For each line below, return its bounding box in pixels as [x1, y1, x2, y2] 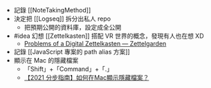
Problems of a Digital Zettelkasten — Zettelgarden [24, 40, 167, 47]
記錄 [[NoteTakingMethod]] [13, 6, 91, 14]
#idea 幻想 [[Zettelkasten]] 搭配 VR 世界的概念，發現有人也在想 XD [13, 32, 204, 40]
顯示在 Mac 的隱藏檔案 [13, 56, 79, 64]
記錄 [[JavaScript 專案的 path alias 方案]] [13, 47, 130, 56]
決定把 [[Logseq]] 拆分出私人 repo [13, 14, 111, 23]
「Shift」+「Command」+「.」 [24, 65, 113, 73]
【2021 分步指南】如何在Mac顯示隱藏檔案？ [24, 74, 149, 81]
